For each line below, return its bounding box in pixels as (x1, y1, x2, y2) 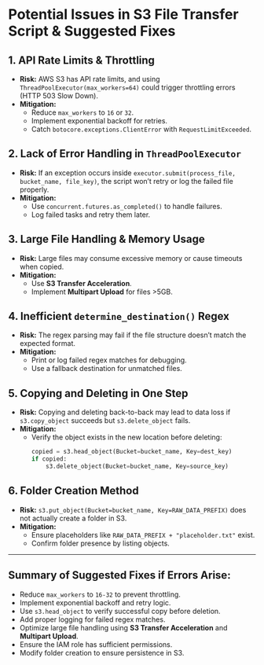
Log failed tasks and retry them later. (31, 210, 151, 219)
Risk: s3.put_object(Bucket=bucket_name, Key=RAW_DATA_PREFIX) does (19, 505, 247, 514)
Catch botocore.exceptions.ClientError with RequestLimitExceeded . (31, 124, 252, 134)
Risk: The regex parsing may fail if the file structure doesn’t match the (19, 330, 247, 340)
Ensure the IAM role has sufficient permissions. (19, 639, 173, 649)
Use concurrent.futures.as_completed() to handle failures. (31, 201, 222, 211)
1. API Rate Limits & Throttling (8, 53, 156, 67)
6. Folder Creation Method (8, 484, 139, 498)
